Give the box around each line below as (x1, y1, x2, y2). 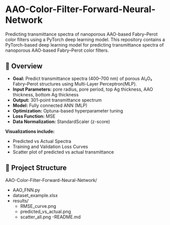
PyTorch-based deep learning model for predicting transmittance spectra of (5, 42, 164, 48)
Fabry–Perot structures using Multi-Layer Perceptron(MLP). (12, 81, 137, 87)
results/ (12, 198, 29, 204)
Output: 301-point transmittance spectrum (12, 97, 102, 103)
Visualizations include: (5, 128, 55, 134)
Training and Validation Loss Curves (12, 143, 88, 149)
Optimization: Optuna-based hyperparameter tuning (12, 107, 123, 114)
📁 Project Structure (5, 164, 67, 172)
